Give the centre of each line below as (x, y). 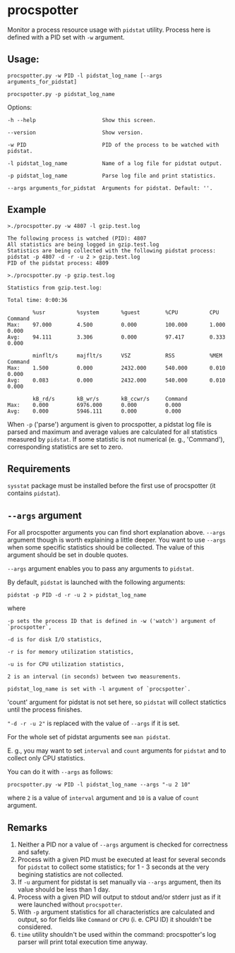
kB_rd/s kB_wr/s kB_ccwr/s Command (110, 399)
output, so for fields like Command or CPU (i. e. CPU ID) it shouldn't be (114, 919)
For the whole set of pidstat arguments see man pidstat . (89, 737)
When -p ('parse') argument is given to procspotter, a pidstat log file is (109, 424)
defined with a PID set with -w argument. (66, 37)
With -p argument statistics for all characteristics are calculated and (116, 912)
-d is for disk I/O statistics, (55, 640)
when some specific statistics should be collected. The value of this (106, 547)
